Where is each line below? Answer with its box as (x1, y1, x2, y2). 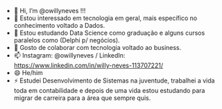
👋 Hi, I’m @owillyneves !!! (13, 7, 86, 15)
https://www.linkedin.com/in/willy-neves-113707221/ (13, 61, 164, 69)
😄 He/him (13, 69, 43, 76)
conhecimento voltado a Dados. (13, 22, 105, 29)
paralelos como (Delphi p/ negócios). (13, 36, 120, 44)
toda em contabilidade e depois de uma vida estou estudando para (13, 87, 205, 94)
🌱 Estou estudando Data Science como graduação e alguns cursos (13, 28, 205, 37)
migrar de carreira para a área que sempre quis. (13, 94, 151, 102)
